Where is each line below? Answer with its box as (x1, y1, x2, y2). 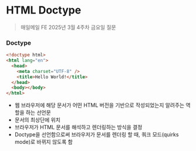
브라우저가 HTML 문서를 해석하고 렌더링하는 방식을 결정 (14, 124, 143, 131)
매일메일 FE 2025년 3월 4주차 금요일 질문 (20, 24, 116, 31)
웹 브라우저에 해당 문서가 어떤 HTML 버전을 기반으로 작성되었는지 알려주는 (14, 102, 185, 109)
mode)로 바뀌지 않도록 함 (14, 139, 73, 146)
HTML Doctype (6, 4, 82, 17)
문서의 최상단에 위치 (14, 116, 60, 123)
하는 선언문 (25, 109, 51, 116)
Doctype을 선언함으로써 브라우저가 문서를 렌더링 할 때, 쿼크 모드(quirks (14, 131, 179, 138)
